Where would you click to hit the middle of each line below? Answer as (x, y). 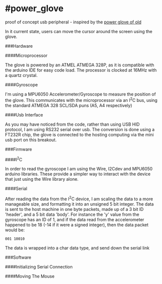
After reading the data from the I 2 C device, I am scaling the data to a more (79, 199)
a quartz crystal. (21, 75)
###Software (18, 257)
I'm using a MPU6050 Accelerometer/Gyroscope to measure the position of (81, 94)
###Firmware (19, 149)
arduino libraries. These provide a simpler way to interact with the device (78, 174)
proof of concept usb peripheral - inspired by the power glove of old (73, 22)
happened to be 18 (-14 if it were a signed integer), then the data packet (77, 225)
